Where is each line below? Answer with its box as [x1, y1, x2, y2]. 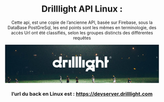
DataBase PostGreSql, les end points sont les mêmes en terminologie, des [7, 24, 157, 30]
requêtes [73, 35, 91, 41]
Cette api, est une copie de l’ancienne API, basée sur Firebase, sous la [11, 19, 153, 25]
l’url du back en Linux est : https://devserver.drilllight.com [11, 90, 153, 97]
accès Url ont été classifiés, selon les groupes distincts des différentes [11, 30, 153, 35]
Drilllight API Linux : [41, 3, 123, 15]
